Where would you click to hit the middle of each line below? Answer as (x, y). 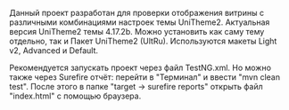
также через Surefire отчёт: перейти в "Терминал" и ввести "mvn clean (145, 77)
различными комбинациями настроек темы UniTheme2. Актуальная (140, 22)
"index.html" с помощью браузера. (75, 96)
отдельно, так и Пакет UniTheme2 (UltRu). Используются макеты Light (143, 41)
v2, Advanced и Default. (54, 51)
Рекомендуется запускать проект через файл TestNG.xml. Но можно (140, 67)
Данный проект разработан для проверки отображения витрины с (137, 13)
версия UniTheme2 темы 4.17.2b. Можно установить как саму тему (137, 31)
